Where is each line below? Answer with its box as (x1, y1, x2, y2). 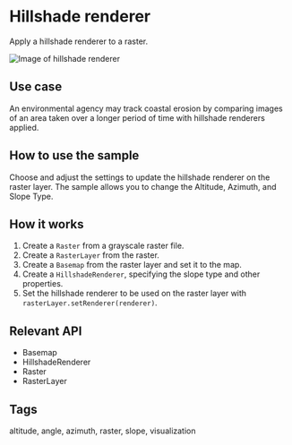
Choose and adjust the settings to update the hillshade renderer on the (9, 172, 271, 183)
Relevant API (9, 323, 82, 338)
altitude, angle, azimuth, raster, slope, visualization (9, 425, 196, 436)
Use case (9, 79, 63, 95)
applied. (9, 122, 39, 133)
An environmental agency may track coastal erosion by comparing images (9, 103, 284, 114)
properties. (21, 278, 64, 289)
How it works (9, 217, 84, 232)
